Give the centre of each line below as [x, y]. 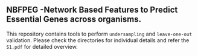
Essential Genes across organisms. [74, 20]
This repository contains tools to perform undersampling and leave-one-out [99, 34]
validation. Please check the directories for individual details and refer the [98, 40]
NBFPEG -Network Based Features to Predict [92, 10]
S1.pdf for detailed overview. [42, 46]
